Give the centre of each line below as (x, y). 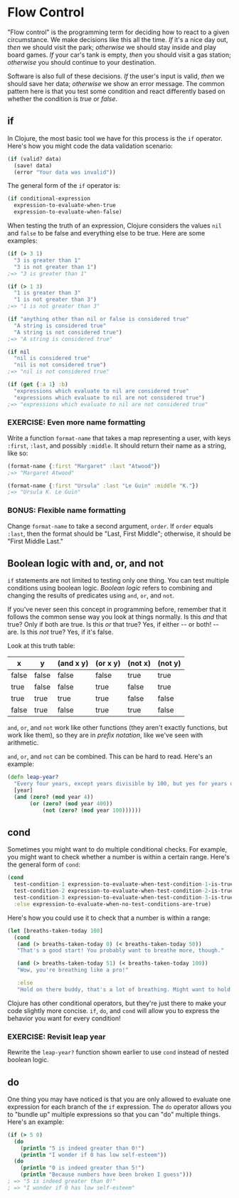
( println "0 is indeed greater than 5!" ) (82, 1168)
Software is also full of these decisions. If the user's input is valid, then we (116, 76)
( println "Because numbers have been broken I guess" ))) (106, 1175)
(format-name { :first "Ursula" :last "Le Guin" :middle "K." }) (103, 486)
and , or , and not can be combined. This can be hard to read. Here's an (110, 757)
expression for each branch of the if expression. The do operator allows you (119, 1106)
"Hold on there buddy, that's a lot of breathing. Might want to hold (124, 990)
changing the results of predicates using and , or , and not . (91, 595)
